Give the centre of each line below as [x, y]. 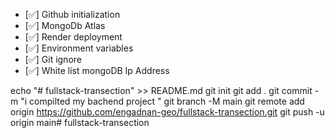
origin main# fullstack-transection [80, 122]
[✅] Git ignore [53, 59]
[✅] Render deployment [73, 37]
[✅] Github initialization [72, 14]
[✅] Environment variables [79, 48]
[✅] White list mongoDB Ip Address [97, 70]
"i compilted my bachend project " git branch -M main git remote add [162, 101]
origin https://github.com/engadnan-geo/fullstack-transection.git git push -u [167, 112]
